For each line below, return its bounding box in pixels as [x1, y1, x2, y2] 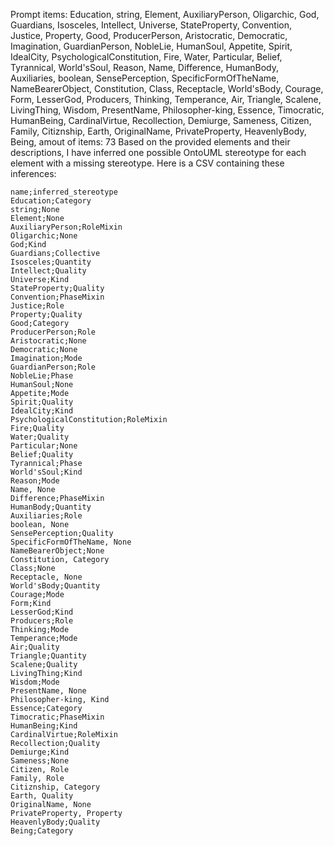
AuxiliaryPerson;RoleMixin [10, 222, 123, 232]
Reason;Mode [10, 476, 60, 486]
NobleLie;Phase [10, 371, 74, 381]
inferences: [10, 168, 57, 179]
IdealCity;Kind [10, 406, 74, 416]
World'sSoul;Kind [10, 467, 83, 477]
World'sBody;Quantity [10, 581, 101, 591]
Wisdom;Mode [10, 677, 60, 687]
